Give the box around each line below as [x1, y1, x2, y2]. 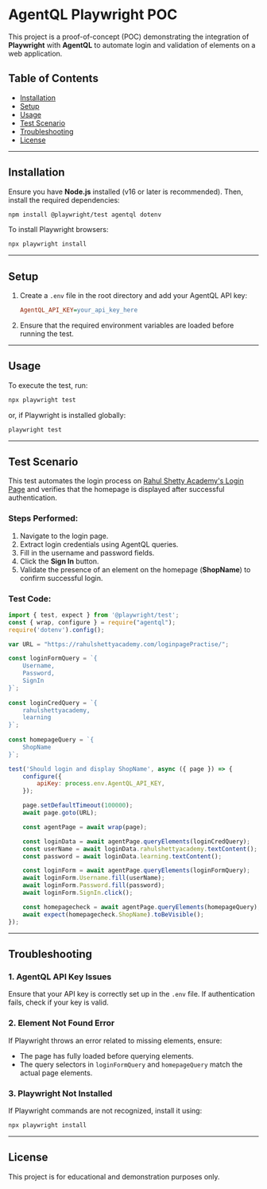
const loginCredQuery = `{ [8, 699, 98, 707]
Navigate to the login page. [19, 531, 109, 540]
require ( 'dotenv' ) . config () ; [8, 625, 105, 633]
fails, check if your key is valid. [8, 997, 109, 1007]
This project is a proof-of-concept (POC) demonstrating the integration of [8, 32, 250, 41]
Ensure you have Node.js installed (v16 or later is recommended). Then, [8, 187, 244, 196]
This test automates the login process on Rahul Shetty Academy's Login [8, 476, 244, 486]
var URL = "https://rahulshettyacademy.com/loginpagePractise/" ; [8, 640, 229, 649]
